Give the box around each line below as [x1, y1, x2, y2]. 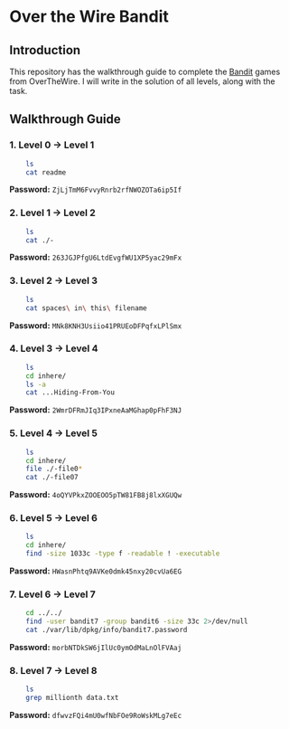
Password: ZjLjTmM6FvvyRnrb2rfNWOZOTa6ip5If [9, 184, 182, 195]
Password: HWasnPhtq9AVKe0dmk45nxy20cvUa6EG [9, 565, 182, 576]
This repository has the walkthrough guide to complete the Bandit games [9, 66, 281, 77]
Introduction [9, 43, 81, 58]
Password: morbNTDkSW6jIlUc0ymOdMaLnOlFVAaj [9, 641, 182, 652]
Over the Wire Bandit [9, 6, 170, 27]
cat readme [25, 167, 67, 177]
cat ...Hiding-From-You [25, 388, 116, 397]
